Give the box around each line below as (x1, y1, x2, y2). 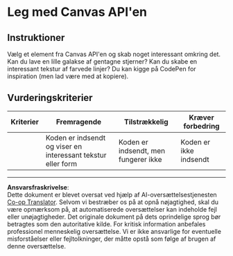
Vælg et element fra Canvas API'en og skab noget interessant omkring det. (7, 50, 221, 58)
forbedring (183, 121, 220, 131)
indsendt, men (118, 146, 165, 156)
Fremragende (55, 117, 102, 127)
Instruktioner (7, 32, 65, 44)
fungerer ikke (118, 154, 162, 164)
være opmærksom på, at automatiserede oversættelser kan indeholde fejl (7, 205, 217, 213)
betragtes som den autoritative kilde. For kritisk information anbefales (7, 219, 206, 228)
